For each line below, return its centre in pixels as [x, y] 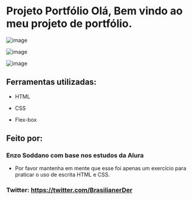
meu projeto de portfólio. [69, 24]
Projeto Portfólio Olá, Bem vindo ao [95, 11]
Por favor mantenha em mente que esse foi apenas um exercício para [100, 168]
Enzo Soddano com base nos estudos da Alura [75, 155]
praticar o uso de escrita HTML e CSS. [62, 175]
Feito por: [25, 139]
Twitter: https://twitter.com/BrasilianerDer [69, 190]
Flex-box [26, 119]
